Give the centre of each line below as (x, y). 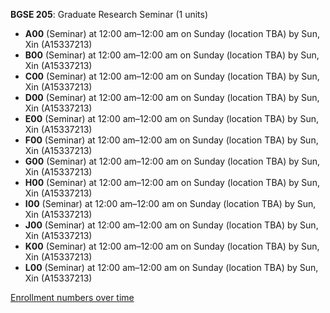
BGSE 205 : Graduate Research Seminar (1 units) (109, 14)
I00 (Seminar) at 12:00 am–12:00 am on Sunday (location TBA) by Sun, (170, 203)
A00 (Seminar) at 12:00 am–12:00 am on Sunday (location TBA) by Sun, (172, 33)
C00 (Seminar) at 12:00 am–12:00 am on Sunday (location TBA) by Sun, (172, 76)
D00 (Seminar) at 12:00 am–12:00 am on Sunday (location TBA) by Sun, (172, 97)
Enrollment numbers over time (72, 297)
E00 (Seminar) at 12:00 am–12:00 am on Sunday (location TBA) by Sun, (171, 118)
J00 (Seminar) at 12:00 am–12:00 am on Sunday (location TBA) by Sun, (171, 225)
